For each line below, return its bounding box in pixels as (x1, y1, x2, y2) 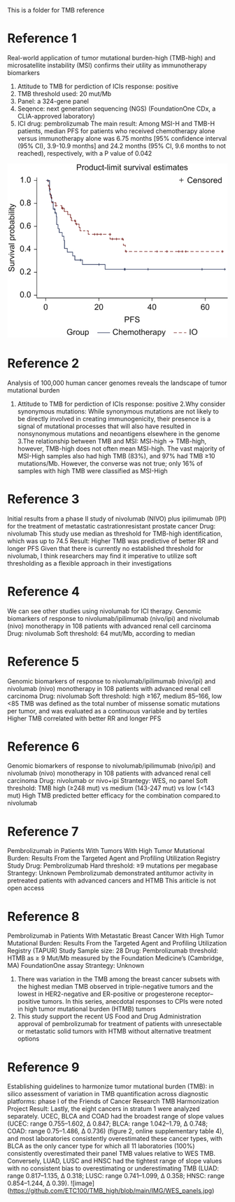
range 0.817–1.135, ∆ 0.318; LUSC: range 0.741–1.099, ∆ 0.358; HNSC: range (7, 1172, 225, 1180)
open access (7, 884, 45, 892)
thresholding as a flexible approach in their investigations (7, 559, 172, 567)
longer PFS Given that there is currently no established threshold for (7, 544, 204, 552)
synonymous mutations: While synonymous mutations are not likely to (17, 407, 219, 416)
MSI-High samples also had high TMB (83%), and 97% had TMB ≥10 (17, 451, 215, 460)
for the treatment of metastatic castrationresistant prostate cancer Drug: (7, 521, 215, 530)
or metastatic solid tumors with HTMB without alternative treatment (17, 1027, 212, 1036)
